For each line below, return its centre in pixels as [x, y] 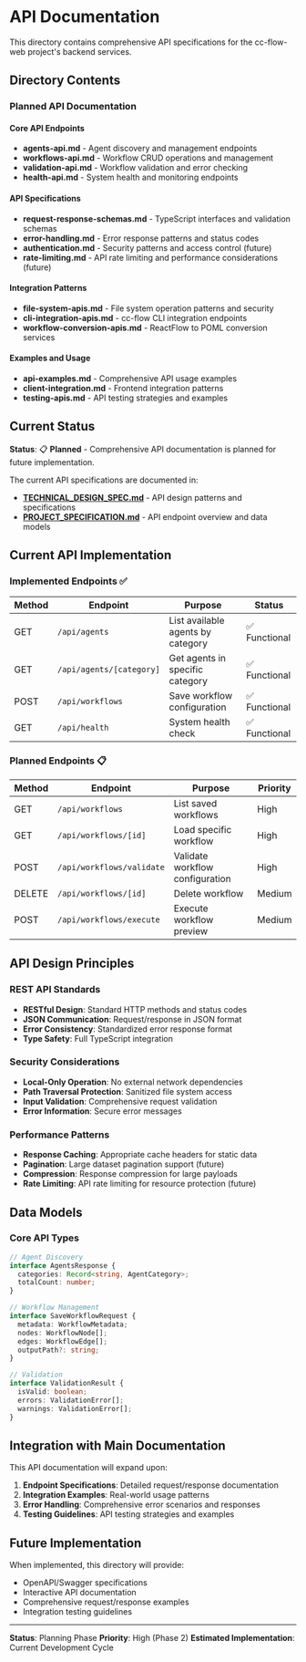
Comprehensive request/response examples [106, 1602]
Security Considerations [65, 1062]
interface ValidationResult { [67, 1384]
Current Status [52, 426]
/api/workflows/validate [112, 867]
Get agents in [197, 658]
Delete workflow [209, 893]
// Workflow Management [55, 1308]
